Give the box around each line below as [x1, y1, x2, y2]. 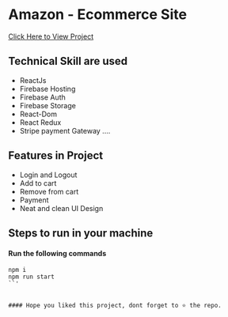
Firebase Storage [19, 100, 77, 110]
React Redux [19, 117, 62, 127]
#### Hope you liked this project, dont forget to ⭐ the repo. [8, 302, 222, 310]
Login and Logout [19, 170, 78, 179]
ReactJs [19, 75, 47, 85]
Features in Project [8, 149, 104, 163]
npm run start [8, 273, 55, 281]
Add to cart [19, 178, 57, 187]
